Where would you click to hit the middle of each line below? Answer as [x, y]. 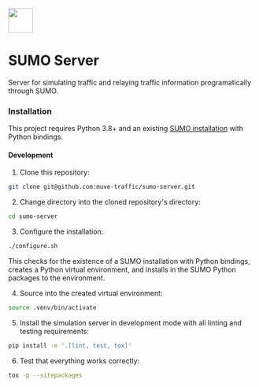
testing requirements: [54, 331]
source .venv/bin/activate [52, 308]
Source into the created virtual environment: [91, 293]
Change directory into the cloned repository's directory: [110, 202]
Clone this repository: [54, 172]
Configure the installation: [61, 231]
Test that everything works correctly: [80, 361]
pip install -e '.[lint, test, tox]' [70, 346]
